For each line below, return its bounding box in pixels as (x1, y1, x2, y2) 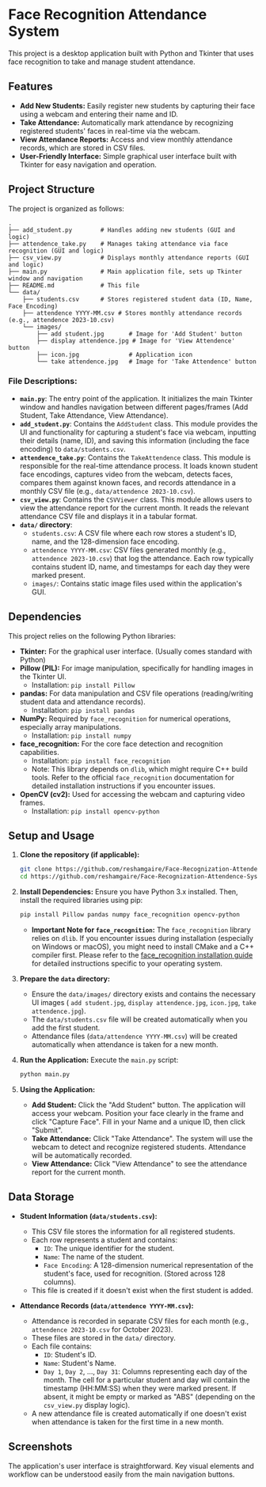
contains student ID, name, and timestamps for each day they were (31, 562, 251, 571)
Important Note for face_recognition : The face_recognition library (31, 925, 251, 935)
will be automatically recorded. (31, 1150, 132, 1160)
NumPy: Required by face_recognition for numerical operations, (19, 714, 231, 723)
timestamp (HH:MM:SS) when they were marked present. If (43, 1383, 237, 1393)
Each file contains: (31, 1341, 93, 1351)
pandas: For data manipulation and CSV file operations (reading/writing (19, 688, 253, 698)
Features (8, 80, 53, 93)
